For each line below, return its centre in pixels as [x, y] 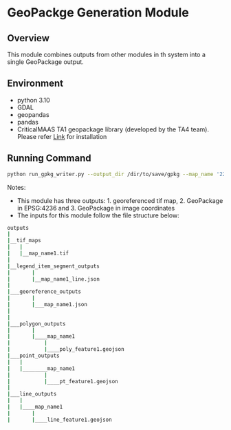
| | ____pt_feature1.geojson [63, 381]
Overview [29, 38]
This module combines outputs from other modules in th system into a [107, 54]
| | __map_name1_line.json [53, 279]
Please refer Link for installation [62, 136]
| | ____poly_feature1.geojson [66, 350]
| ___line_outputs [32, 394]
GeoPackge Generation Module [98, 13]
